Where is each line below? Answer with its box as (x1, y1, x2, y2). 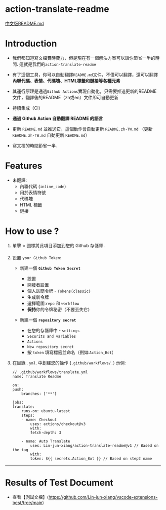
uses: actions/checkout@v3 (30, 421, 86, 427)
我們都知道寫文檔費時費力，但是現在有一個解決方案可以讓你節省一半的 (12, 55, 156, 61)
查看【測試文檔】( (12, 494, 49, 500)
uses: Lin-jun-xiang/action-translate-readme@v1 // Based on (30, 443, 159, 448)
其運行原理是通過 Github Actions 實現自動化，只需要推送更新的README (12, 88, 157, 94)
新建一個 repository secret (19, 317, 77, 323)
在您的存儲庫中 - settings (27, 327, 80, 333)
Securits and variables (27, 334, 76, 339)
